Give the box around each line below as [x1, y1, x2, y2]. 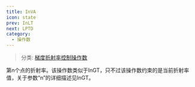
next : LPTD [6, 25, 34, 32]
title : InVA [6, 8, 36, 15]
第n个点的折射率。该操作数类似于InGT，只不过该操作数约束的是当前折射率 [6, 67, 190, 74]
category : [6, 31, 31, 37]
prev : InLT [6, 20, 34, 26]
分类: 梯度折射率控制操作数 [20, 54, 88, 61]
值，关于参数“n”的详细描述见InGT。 [6, 74, 94, 81]
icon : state [6, 14, 36, 20]
